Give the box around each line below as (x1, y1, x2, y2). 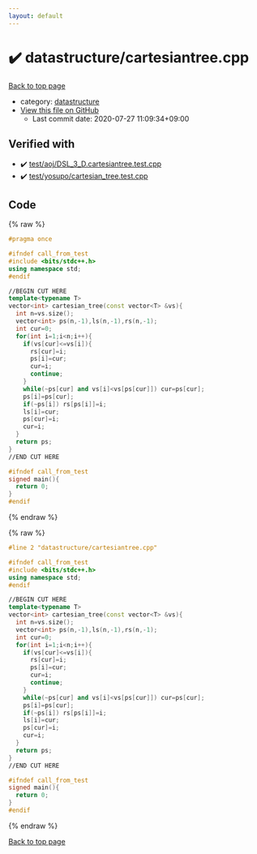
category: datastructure (19, 97, 100, 106)
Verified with (8, 137, 75, 151)
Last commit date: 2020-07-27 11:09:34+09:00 (32, 114, 190, 123)
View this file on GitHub (19, 105, 100, 114)
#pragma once (8, 235, 53, 243)
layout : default (8, 11, 63, 20)
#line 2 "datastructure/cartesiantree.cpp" (8, 544, 158, 552)
